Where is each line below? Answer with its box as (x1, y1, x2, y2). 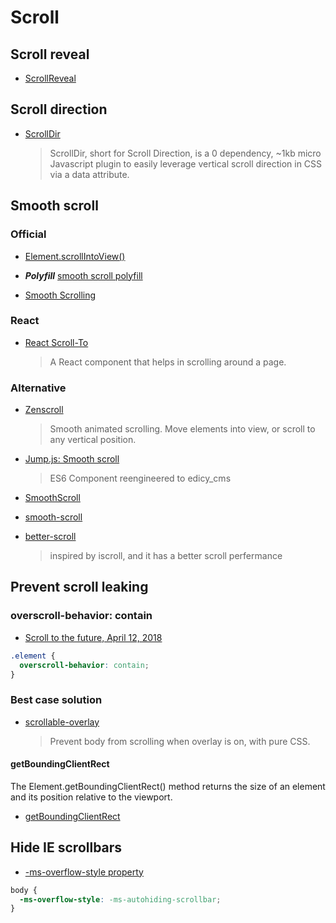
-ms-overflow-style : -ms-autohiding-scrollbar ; (19, 894, 222, 905)
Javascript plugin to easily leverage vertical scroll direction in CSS (49, 157, 323, 170)
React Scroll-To (24, 336, 89, 348)
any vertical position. (49, 434, 137, 446)
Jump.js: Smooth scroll (24, 453, 120, 465)
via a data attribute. (49, 168, 130, 180)
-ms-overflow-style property (24, 866, 144, 878)
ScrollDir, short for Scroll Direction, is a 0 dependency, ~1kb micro (49, 147, 322, 159)
